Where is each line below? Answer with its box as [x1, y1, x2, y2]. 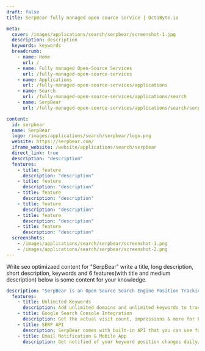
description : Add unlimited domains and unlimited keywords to [22, 305, 187, 311]
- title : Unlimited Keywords [17, 299, 92, 305]
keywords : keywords [12, 43, 62, 49]
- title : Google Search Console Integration [17, 310, 132, 317]
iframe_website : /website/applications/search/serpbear [12, 144, 157, 151]
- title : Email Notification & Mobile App [17, 333, 127, 339]
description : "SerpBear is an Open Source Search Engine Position [6, 288, 179, 294]
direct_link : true [12, 150, 59, 156]
